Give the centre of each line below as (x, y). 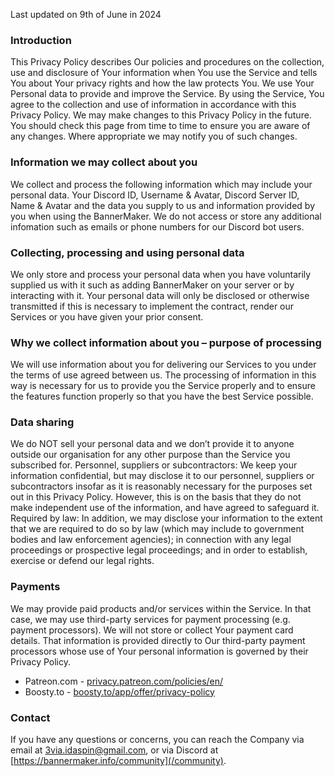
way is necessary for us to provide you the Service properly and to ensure (163, 386)
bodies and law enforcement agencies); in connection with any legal (151, 540)
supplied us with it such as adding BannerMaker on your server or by (152, 285)
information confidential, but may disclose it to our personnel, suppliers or (162, 476)
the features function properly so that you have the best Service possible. (162, 396)
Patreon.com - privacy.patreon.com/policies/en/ (124, 681)
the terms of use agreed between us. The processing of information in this (163, 375)
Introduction (41, 40)
